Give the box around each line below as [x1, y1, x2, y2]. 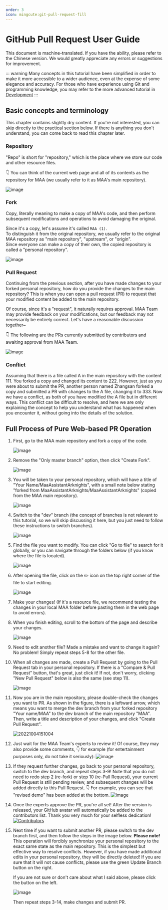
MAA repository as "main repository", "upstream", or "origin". [5, 236, 132, 242]
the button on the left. [12, 880, 58, 886]
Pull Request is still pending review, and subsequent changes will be [12, 779, 153, 785]
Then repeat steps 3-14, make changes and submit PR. [12, 899, 126, 905]
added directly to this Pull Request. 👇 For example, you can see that [12, 785, 153, 791]
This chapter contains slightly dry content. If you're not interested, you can [5, 120, 159, 126]
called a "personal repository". [5, 247, 68, 253]
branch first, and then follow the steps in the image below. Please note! [12, 833, 160, 839]
